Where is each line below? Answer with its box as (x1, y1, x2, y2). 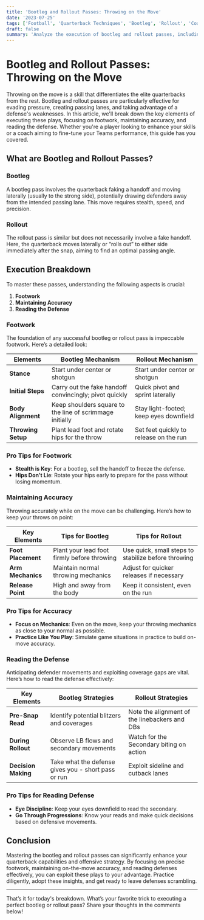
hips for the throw (51, 433, 102, 441)
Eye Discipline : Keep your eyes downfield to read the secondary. (15, 805, 178, 812)
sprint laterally (134, 390, 176, 399)
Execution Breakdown (6, 265, 91, 275)
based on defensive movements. (15, 818, 97, 825)
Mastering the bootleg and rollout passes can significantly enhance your (6, 852, 188, 859)
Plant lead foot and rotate (51, 426, 124, 434)
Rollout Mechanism (136, 355, 194, 364)
